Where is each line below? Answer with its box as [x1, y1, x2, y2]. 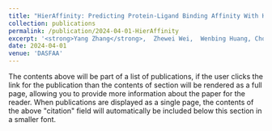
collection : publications [8, 19, 96, 27]
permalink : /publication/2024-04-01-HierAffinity [8, 27, 180, 35]
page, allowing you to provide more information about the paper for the [8, 89, 245, 98]
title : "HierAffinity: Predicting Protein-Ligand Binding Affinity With [8, 11, 259, 20]
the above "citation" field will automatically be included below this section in [8, 106, 262, 116]
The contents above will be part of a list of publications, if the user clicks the [8, 72, 263, 81]
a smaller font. [8, 115, 57, 124]
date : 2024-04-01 [8, 42, 67, 50]
